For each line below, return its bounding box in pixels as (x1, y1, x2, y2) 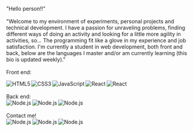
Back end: (6, 93, 31, 100)
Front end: (6, 69, 32, 75)
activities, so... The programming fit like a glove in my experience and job (6, 37, 186, 44)
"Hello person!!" (6, 5, 46, 12)
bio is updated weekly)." (6, 56, 66, 63)
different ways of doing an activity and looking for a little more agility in (6, 31, 181, 38)
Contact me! (6, 112, 37, 119)
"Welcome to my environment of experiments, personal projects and (6, 18, 174, 25)
